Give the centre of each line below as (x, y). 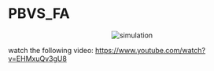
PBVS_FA (39, 14)
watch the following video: (51, 50)
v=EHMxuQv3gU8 (37, 59)
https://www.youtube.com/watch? (151, 50)
